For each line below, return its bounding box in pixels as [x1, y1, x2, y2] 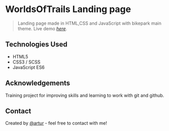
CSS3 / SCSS [12, 59, 40, 65]
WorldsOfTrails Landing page [5, 4, 132, 15]
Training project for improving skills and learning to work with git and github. [5, 92, 164, 98]
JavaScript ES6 [12, 64, 45, 70]
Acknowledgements [5, 79, 70, 88]
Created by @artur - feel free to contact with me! [5, 120, 107, 126]
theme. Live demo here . [17, 25, 67, 31]
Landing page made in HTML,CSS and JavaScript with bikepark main [17, 20, 162, 26]
